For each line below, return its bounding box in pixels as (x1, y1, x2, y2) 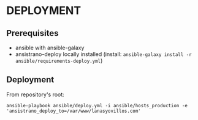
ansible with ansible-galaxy (15, 44, 85, 51)
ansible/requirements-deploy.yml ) (15, 57, 103, 64)
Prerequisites (6, 28, 59, 38)
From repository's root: (6, 91, 64, 98)
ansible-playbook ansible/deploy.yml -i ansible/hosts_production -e (6, 102, 188, 108)
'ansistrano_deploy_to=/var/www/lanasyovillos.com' (6, 108, 141, 114)
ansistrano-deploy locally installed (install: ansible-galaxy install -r (15, 51, 192, 58)
